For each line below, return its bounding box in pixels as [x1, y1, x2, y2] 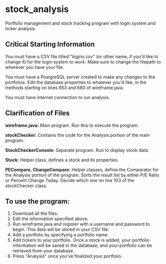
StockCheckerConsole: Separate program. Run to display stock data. [5, 147, 149, 153]
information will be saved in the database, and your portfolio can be [12, 242, 152, 248]
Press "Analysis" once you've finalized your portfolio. [12, 253, 122, 259]
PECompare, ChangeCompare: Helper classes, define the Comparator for [5, 166, 159, 172]
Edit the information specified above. [12, 216, 89, 222]
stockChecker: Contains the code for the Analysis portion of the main [5, 132, 150, 138]
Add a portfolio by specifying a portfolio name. [12, 232, 109, 238]
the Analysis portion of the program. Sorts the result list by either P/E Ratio [5, 172, 159, 178]
